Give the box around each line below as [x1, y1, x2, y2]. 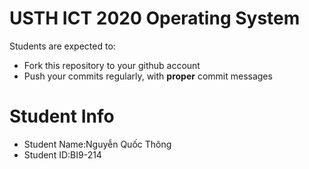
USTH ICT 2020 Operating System [9, 7, 301, 30]
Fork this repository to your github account [23, 59, 201, 71]
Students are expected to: [9, 40, 116, 52]
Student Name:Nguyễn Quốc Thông [23, 138, 172, 150]
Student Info [9, 105, 115, 128]
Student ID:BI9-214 [23, 148, 102, 161]
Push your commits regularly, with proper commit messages [23, 70, 273, 82]
